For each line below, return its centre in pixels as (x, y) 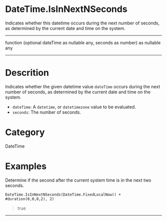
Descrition (27, 73)
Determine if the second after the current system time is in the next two (78, 180)
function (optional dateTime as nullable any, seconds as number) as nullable (83, 42)
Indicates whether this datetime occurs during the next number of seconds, (83, 23)
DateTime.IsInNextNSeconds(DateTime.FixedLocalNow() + (63, 195)
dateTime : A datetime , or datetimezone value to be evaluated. (74, 107)
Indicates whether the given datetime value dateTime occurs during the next (83, 86)
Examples (26, 166)
